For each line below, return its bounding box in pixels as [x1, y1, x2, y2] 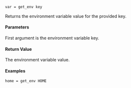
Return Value [5, 46, 32, 52]
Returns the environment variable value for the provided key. [5, 13, 127, 19]
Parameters [5, 24, 29, 30]
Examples [5, 68, 26, 73]
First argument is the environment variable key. [5, 35, 99, 41]
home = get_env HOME [5, 79, 47, 84]
